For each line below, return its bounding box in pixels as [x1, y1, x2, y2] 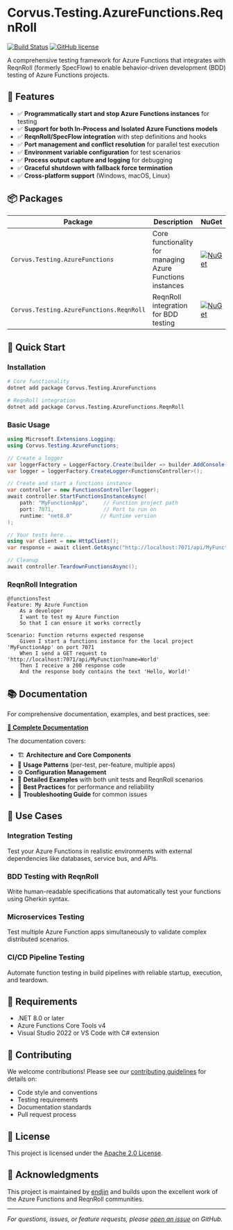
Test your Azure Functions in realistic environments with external [7, 847, 193, 855]
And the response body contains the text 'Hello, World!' [19, 668, 191, 675]
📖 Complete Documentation [7, 723, 89, 732]
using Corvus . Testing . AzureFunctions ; [7, 442, 119, 449]
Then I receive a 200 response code [19, 662, 126, 669]
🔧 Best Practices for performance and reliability [17, 783, 155, 791]
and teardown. [7, 975, 49, 984]
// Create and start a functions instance [7, 480, 132, 487]
